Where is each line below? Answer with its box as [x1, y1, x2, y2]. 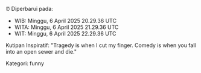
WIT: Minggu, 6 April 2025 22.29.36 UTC [14, 30, 116, 37]
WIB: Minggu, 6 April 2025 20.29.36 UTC [14, 17, 117, 24]
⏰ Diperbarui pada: [5, 5, 54, 12]
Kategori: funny [5, 60, 45, 67]
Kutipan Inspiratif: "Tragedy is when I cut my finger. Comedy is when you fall [5, 42, 196, 49]
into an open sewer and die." [5, 48, 77, 55]
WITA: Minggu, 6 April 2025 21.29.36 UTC [14, 24, 119, 31]
